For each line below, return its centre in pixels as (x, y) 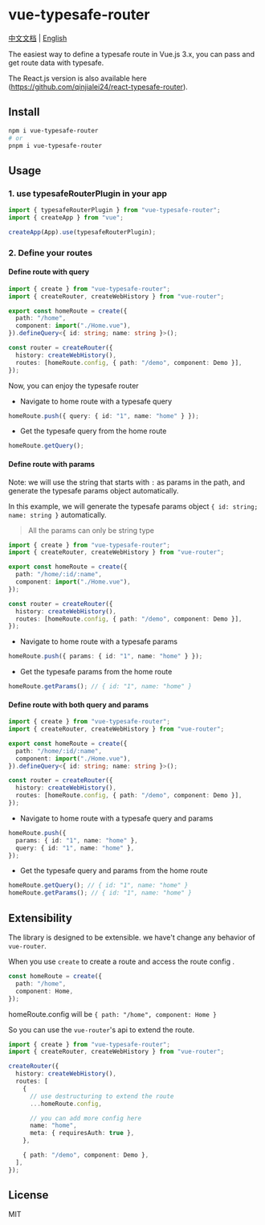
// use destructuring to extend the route (102, 1096)
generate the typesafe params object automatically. (94, 490)
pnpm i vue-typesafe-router (55, 145)
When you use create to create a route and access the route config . (122, 961)
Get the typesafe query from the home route (93, 431)
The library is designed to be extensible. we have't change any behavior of (132, 937)
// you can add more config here (86, 1118)
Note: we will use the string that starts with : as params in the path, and (126, 482)
